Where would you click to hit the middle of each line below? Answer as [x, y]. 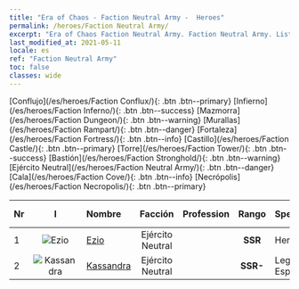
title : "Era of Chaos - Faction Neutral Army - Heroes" [117, 17]
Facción [157, 213]
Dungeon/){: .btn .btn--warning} [142, 120]
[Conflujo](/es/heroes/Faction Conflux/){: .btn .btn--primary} [121, 101]
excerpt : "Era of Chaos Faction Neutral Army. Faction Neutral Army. [141, 34]
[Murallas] [222, 120]
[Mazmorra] [218, 110]
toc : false [29, 68]
